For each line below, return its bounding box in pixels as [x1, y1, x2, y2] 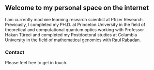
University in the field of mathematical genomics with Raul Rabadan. [5, 37, 141, 43]
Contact [5, 49, 25, 56]
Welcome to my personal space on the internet [5, 4, 149, 12]
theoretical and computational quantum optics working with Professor [5, 26, 144, 33]
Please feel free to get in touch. [5, 60, 68, 66]
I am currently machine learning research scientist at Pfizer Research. [5, 16, 144, 22]
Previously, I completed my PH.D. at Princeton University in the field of [5, 22, 146, 27]
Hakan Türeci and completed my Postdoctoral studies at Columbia [5, 32, 137, 37]
